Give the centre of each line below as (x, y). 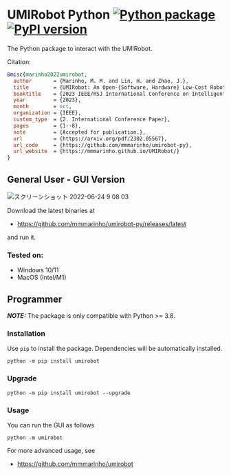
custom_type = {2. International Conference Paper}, (92, 120)
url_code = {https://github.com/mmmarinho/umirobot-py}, (103, 145)
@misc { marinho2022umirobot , (47, 74)
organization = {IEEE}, (47, 113)
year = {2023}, (47, 100)
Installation (26, 334)
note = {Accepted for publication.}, (80, 132)
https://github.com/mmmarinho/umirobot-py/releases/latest (102, 224)
